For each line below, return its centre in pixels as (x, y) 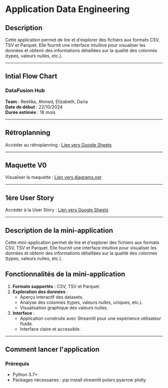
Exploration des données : (40, 292)
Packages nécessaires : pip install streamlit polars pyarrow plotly (79, 380)
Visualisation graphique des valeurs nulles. (64, 308)
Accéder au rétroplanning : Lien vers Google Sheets (58, 145)
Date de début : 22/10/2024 (34, 107)
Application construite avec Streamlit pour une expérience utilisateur (90, 318)
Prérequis (17, 364)
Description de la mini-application (59, 230)
